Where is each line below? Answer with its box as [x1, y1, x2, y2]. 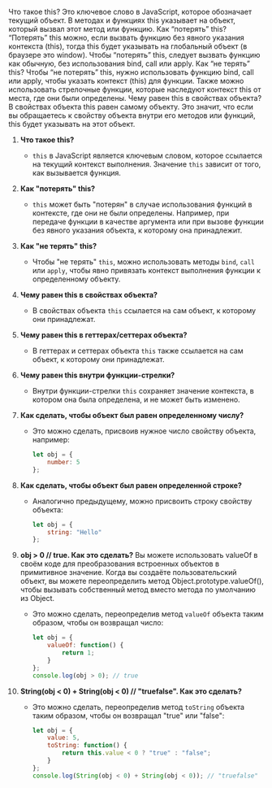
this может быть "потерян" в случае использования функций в [32, 199, 253, 209]
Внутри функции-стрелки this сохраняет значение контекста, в [32, 386, 254, 395]
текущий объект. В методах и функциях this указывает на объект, [8, 15, 235, 25]
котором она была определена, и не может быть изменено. [32, 394, 241, 404]
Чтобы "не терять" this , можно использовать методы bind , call [32, 257, 255, 267]
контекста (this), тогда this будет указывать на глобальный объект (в [8, 41, 248, 51]
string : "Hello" [47, 528, 102, 536]
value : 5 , [47, 734, 80, 742]
